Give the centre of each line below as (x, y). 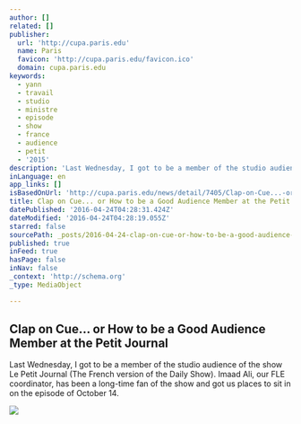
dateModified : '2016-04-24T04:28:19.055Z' (90, 218)
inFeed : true (34, 252)
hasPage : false (38, 260)
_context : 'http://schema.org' (68, 277)
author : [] (30, 18)
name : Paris (40, 51)
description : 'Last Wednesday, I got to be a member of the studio (138, 168)
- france (34, 135)
